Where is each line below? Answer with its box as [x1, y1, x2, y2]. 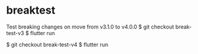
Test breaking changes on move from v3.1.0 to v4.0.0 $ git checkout [6, 23, 175, 30]
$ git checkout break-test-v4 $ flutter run [6, 41, 109, 48]
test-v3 [6, 29, 25, 36]
